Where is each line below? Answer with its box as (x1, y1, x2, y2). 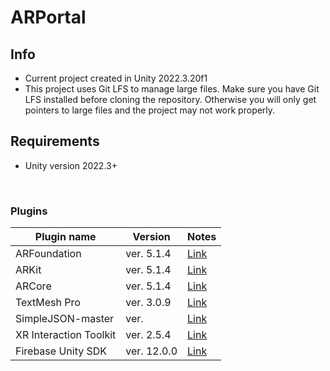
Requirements (10, 133, 100, 150)
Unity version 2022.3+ (24, 159, 118, 171)
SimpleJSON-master (15, 312, 115, 326)
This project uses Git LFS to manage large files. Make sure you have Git (24, 83, 320, 95)
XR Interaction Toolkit (15, 328, 117, 342)
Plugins (10, 204, 48, 218)
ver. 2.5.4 (125, 328, 172, 342)
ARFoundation (15, 247, 82, 261)
